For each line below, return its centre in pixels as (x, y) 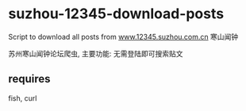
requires (29, 79)
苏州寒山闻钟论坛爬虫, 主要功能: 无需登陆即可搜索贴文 (96, 53)
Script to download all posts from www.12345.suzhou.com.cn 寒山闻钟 (123, 36)
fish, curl (23, 98)
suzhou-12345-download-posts (116, 14)
